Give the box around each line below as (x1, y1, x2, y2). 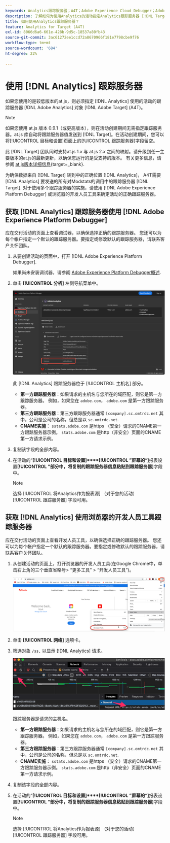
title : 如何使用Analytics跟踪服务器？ (5, 19, 79, 24)
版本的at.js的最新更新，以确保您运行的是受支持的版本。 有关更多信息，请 (9, 155, 162, 161)
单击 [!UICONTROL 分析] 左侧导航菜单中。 (12, 280, 101, 286)
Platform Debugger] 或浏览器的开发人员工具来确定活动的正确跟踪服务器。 (5, 191, 159, 197)
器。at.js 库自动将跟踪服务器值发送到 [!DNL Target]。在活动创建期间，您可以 (5, 131, 164, 138)
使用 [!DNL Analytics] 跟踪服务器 (5, 80, 143, 92)
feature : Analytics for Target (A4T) (5, 24, 85, 29)
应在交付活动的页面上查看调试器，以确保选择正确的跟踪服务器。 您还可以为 (5, 230, 162, 236)
